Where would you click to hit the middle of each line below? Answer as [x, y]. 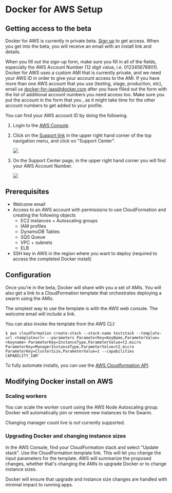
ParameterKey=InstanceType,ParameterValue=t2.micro [84, 342]
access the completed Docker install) [52, 259]
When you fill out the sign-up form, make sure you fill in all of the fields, [81, 62]
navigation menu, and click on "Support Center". [64, 141]
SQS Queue [33, 237]
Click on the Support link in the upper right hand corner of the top [82, 135]
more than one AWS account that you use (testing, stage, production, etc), [84, 84]
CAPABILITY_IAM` [23, 356]
